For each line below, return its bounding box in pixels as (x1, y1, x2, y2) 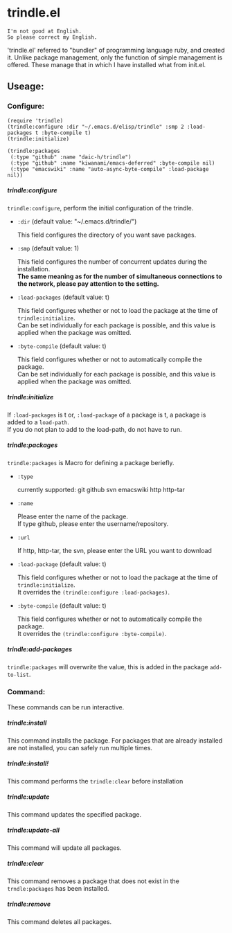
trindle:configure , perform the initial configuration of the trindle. (7, 203, 194, 212)
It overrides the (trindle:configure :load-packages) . (17, 588, 170, 596)
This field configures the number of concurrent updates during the (17, 257, 208, 266)
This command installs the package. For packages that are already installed (7, 736, 223, 745)
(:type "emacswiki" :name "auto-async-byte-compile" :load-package (10, 165, 209, 172)
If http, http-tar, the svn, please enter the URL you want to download (17, 546, 213, 554)
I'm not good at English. (7, 28, 82, 35)
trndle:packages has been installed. (7, 884, 109, 892)
